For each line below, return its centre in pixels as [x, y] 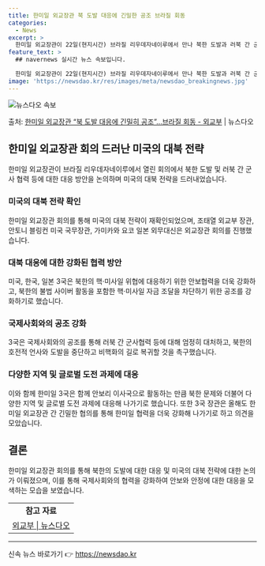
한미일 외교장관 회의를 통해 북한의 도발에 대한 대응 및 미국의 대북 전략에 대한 [125, 470]
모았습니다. [25, 423]
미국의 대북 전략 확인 [45, 202]
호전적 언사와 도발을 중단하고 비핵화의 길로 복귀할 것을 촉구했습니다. [112, 352]
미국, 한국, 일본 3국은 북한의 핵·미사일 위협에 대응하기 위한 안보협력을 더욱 [121, 281]
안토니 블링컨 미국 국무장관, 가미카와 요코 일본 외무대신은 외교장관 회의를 [119, 230]
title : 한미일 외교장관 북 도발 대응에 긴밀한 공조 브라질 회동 [97, 15]
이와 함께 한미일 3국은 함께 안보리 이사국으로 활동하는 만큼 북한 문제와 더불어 [126, 393]
